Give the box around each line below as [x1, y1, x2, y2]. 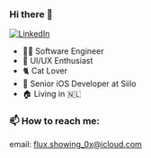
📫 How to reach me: [9, 115, 101, 127]
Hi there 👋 [9, 8, 54, 21]
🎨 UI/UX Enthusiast [22, 56, 93, 66]
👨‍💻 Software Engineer [22, 46, 104, 57]
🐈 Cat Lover [22, 66, 67, 76]
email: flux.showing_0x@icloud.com [9, 138, 142, 149]
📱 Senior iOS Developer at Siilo [22, 78, 137, 89]
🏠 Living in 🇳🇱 [22, 89, 82, 100]
